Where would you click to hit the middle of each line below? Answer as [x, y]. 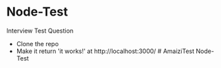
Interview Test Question [40, 31]
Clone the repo [37, 44]
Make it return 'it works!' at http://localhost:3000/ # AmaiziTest [105, 51]
